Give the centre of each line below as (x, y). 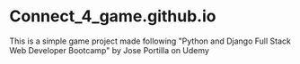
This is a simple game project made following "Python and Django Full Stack (150, 41)
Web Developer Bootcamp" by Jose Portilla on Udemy (109, 50)
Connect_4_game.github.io (113, 16)
